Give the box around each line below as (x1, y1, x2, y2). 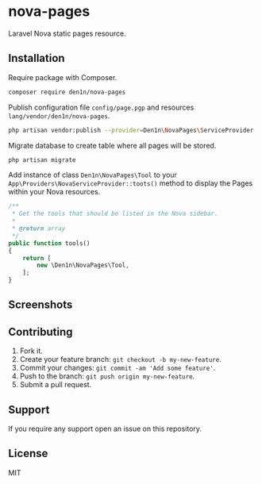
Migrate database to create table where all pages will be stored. (8, 140, 217, 150)
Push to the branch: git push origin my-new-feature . (19, 371, 195, 381)
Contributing (8, 325, 73, 339)
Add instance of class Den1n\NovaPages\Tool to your (8, 170, 177, 180)
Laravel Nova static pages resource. (8, 29, 127, 38)
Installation (8, 52, 65, 65)
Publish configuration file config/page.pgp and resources (8, 102, 195, 112)
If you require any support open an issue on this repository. (8, 424, 202, 434)
